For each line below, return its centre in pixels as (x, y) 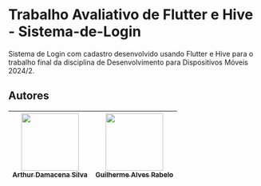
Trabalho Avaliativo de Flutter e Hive (131, 15)
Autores (29, 96)
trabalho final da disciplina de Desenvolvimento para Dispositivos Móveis (129, 62)
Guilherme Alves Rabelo (134, 174)
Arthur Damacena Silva (50, 174)
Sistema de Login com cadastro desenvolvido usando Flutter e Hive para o (131, 53)
